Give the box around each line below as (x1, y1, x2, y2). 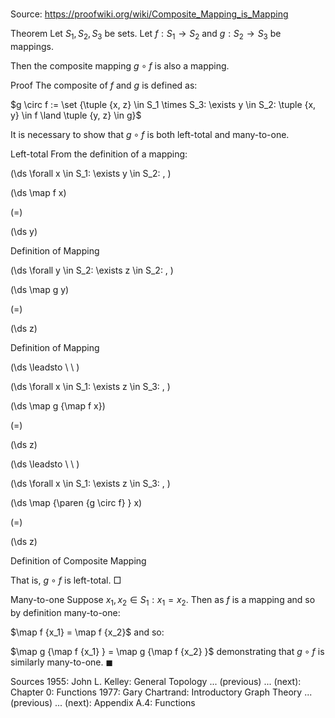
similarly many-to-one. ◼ (10, 656, 114, 668)
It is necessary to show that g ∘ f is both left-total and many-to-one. (10, 128, 290, 140)
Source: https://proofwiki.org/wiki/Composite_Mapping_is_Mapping (10, 8, 289, 20)
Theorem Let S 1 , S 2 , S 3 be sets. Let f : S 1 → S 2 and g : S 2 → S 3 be (10, 28, 282, 42)
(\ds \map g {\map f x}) (10, 399, 106, 412)
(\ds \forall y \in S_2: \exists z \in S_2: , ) (10, 264, 174, 276)
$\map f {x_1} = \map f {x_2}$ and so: (10, 626, 165, 638)
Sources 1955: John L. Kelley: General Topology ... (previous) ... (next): (10, 675, 302, 687)
